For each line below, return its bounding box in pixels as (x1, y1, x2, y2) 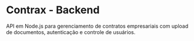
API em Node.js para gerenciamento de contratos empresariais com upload (6, 23, 189, 29)
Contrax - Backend (6, 3, 100, 17)
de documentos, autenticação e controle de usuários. (6, 28, 136, 35)
